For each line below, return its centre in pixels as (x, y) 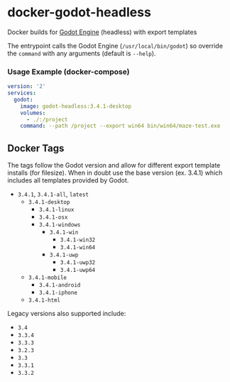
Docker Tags (36, 148)
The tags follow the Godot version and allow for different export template (114, 165)
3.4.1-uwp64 (78, 271)
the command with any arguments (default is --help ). (82, 53)
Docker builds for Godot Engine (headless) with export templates (102, 32)
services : (22, 93)
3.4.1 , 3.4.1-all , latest (53, 194)
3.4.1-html (44, 300)
